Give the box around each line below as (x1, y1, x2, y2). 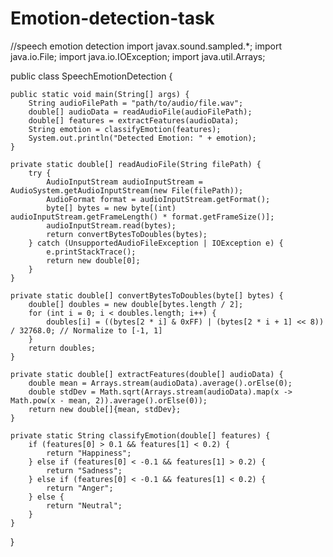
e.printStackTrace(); (46, 247, 137, 257)
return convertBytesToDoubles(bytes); (46, 229, 208, 239)
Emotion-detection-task (10, 7, 215, 30)
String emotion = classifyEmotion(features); (28, 124, 222, 134)
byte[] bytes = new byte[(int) (46, 203, 177, 213)
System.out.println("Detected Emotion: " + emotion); (28, 133, 257, 143)
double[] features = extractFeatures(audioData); (28, 115, 240, 126)
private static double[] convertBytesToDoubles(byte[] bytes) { (10, 290, 284, 301)
